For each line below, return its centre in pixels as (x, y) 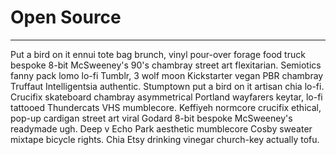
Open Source (66, 17)
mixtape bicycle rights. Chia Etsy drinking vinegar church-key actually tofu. (165, 139)
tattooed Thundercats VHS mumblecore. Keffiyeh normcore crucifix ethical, (166, 107)
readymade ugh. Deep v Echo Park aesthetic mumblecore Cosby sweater (161, 128)
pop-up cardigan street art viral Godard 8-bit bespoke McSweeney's (151, 118)
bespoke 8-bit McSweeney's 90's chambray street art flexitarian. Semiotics (166, 65)
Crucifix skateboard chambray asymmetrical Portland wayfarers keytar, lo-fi (166, 97)
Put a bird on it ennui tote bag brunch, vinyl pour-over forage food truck (158, 54)
